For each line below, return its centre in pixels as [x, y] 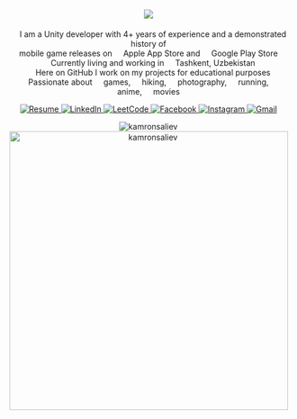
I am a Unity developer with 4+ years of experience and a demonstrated [153, 34]
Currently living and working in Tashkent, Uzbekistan [153, 62]
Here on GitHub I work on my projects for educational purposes [153, 72]
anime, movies [148, 91]
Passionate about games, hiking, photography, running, [148, 82]
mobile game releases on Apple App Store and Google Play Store [148, 53]
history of [148, 43]
